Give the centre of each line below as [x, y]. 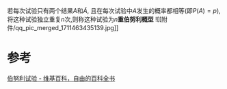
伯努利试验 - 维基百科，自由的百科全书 [61, 78]
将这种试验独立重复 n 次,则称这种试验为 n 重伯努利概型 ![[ [84, 19]
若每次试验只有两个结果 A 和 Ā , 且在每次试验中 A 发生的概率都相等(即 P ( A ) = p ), [114, 11]
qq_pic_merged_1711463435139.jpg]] [67, 28]
